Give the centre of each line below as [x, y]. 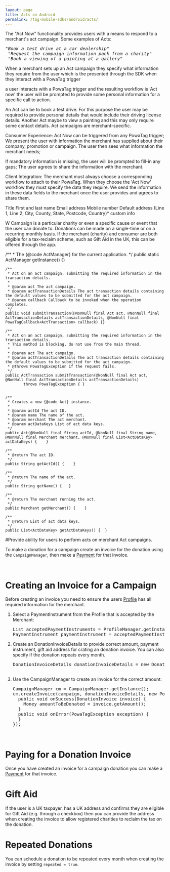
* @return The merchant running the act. [52, 500]
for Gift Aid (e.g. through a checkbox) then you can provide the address [80, 814]
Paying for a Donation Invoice [68, 754]
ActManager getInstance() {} [35, 260]
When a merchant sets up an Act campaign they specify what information [82, 68]
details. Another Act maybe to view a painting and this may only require [80, 120]
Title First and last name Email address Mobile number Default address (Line [85, 208]
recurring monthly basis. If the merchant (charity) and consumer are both [81, 234]
